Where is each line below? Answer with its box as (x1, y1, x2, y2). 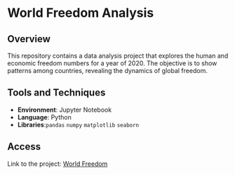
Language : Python (17, 112, 72, 121)
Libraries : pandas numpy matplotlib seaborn (17, 120, 140, 129)
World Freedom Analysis (7, 5, 154, 21)
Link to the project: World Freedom (7, 160, 108, 168)
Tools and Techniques (7, 86, 106, 99)
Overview (7, 33, 51, 45)
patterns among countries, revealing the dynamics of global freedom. (7, 67, 208, 74)
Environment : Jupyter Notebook (17, 105, 112, 114)
